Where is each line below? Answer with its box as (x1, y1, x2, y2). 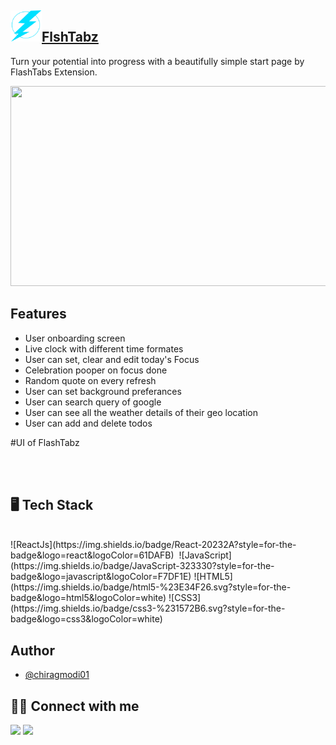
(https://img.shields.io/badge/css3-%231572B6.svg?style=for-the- (10, 602, 286, 615)
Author (10, 642, 55, 659)
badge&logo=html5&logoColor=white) (10, 592, 167, 604)
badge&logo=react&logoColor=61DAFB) (10, 549, 175, 561)
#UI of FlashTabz (10, 436, 80, 448)
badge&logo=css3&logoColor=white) (10, 613, 163, 625)
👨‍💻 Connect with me (10, 697, 140, 715)
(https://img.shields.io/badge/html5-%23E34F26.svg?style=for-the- (10, 581, 292, 593)
